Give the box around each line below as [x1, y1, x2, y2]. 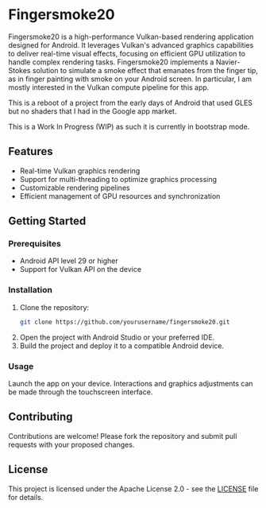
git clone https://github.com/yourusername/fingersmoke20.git [19, 318, 230, 326]
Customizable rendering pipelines [19, 183, 130, 192]
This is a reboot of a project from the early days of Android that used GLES [8, 98, 253, 107]
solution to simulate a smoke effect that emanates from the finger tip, [32, 65, 258, 75]
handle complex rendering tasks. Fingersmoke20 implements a [8, 57, 214, 67]
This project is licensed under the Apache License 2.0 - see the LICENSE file [8, 483, 259, 494]
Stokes [8, 65, 31, 75]
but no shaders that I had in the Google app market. [8, 106, 177, 116]
